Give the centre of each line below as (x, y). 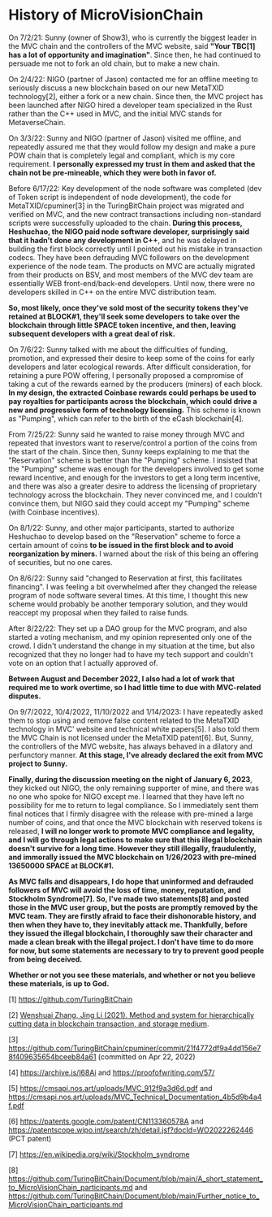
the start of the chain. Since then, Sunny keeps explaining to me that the (129, 451)
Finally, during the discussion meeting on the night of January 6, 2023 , (131, 779)
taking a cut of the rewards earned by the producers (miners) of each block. (136, 384)
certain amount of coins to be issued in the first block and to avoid (121, 545)
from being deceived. (45, 959)
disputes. (25, 696)
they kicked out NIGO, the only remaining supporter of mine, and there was (134, 788)
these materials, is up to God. (59, 983)
